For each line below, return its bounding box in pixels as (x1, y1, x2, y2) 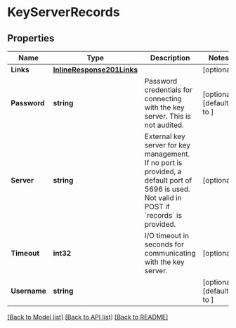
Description (150, 53, 190, 63)
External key (144, 131, 185, 141)
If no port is (144, 158, 183, 167)
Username (11, 286, 47, 296)
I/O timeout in (144, 231, 190, 240)
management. (144, 149, 190, 159)
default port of (144, 176, 192, 185)
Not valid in (144, 193, 182, 202)
